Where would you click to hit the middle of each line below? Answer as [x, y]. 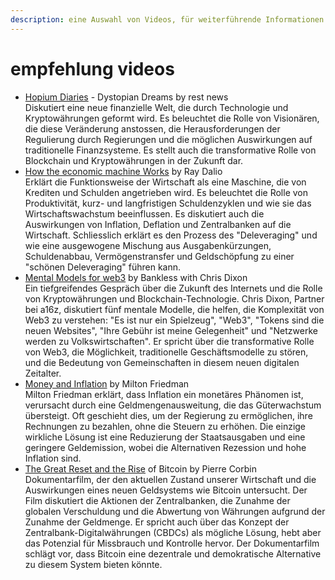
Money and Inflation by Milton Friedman [107, 383]
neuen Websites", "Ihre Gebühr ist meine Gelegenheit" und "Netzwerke [171, 330]
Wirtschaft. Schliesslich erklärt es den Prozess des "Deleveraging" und [171, 235]
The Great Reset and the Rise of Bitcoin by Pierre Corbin [140, 468]
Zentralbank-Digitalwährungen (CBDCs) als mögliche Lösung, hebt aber [173, 532]
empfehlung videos [92, 68]
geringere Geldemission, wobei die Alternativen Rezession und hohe [165, 447]
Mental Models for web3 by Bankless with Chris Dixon [136, 277]
